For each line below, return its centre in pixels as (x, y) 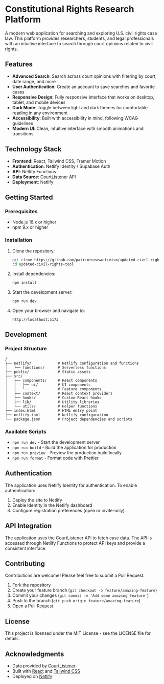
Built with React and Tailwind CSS (46, 671)
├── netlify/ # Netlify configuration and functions (72, 363)
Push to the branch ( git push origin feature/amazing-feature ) (76, 601)
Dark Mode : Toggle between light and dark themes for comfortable (80, 107)
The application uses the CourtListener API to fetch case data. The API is (79, 538)
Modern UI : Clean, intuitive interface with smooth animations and (78, 128)
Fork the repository (32, 585)
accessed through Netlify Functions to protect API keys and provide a (75, 543)
